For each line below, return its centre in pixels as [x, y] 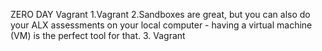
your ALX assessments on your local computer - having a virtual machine [161, 25]
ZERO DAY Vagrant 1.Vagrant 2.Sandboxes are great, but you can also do [160, 14]
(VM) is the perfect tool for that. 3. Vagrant [98, 35]
